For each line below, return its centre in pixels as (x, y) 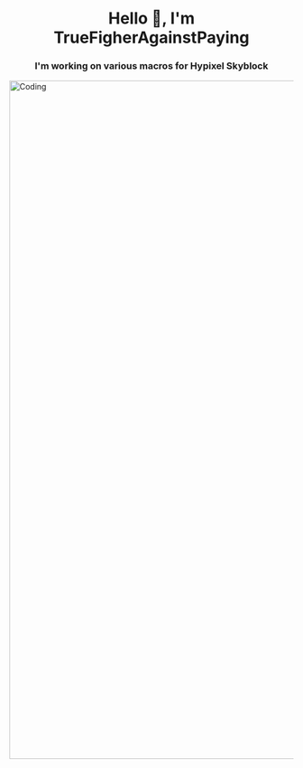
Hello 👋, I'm (151, 19)
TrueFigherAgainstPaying (151, 38)
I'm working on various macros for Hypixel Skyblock (151, 66)
